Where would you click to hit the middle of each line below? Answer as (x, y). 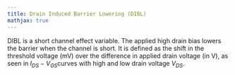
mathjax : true (28, 21)
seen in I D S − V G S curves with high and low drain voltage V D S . (96, 64)
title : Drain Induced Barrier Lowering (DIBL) (77, 14)
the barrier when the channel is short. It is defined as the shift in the (106, 48)
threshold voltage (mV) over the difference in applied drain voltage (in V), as (118, 56)
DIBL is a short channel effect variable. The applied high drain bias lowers (114, 40)
